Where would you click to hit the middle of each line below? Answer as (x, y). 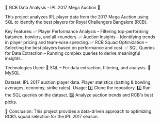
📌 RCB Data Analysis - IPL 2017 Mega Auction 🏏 (53, 8)
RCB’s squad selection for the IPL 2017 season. (52, 116)
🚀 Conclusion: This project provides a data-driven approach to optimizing (78, 111)
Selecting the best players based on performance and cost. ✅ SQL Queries (80, 48)
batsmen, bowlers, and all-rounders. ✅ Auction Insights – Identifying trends (80, 37)
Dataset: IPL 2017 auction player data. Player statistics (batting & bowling (78, 82)
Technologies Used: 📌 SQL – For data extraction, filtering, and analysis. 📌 (78, 68)
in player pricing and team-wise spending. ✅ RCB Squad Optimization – (76, 42)
